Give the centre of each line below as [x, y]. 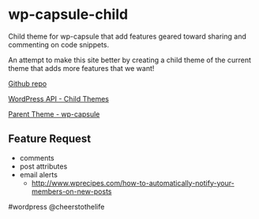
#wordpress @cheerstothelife [56, 206]
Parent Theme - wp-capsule [54, 114]
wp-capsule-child [68, 15]
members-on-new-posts [71, 191]
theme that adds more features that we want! [81, 68]
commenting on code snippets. [59, 44]
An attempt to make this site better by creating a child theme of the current [129, 60]
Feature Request [50, 139]
